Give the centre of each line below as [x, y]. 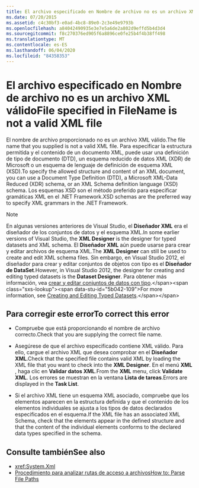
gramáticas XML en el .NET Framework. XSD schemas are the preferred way [99, 196]
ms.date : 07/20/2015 [32, 17]
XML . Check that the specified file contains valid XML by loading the [97, 359]
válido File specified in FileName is [92, 110]
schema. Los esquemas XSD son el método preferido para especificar [92, 190]
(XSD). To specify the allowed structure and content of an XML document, [96, 171]
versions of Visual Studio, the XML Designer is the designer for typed [91, 238]
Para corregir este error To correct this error [88, 314]
